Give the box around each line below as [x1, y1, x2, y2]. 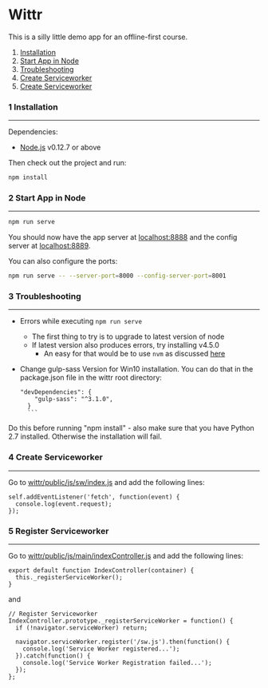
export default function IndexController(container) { [8, 567, 195, 575]
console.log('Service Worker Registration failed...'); [22, 659, 213, 667]
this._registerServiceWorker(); [15, 574, 124, 582]
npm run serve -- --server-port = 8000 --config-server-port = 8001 [8, 272, 227, 280]
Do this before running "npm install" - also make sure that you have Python [8, 424, 255, 433]
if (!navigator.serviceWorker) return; [15, 624, 148, 632]
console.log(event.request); [15, 499, 112, 508]
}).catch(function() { [15, 652, 91, 660]
